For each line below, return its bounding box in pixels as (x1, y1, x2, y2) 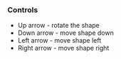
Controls (7, 5, 38, 15)
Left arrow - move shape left (17, 36, 102, 45)
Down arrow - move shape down (17, 28, 114, 37)
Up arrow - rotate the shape (17, 21, 100, 30)
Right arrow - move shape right (17, 44, 110, 53)
